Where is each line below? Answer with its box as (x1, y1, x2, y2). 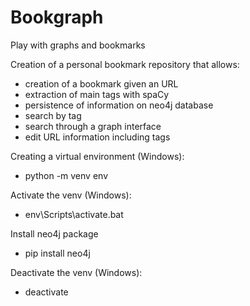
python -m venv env (24, 169, 108, 181)
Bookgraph (10, 6, 104, 29)
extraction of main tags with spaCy (24, 88, 170, 100)
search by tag (24, 109, 82, 121)
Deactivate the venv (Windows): (10, 266, 143, 278)
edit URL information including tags (24, 131, 171, 143)
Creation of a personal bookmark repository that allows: (10, 58, 240, 70)
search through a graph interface (24, 120, 162, 132)
